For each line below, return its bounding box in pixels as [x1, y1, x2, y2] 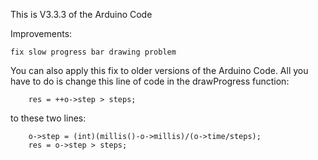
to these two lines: [10, 112, 87, 124]
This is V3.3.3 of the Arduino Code [10, 9, 153, 20]
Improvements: [10, 28, 73, 39]
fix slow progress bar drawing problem [10, 47, 177, 57]
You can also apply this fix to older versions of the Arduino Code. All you [10, 65, 309, 76]
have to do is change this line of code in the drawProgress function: [10, 75, 290, 87]
